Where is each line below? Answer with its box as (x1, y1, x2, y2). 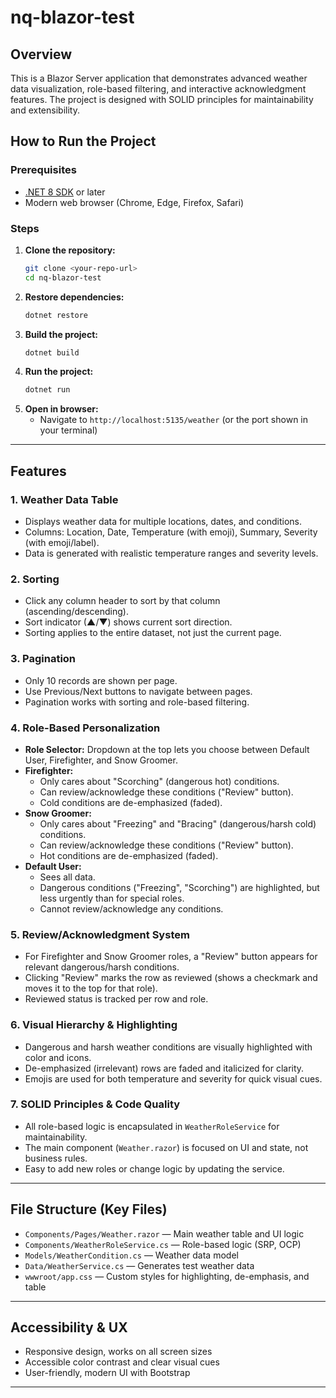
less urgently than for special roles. (39, 892, 185, 904)
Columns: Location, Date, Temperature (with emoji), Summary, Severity (24, 526, 318, 538)
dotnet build (24, 347, 80, 358)
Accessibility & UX (10, 1319, 128, 1336)
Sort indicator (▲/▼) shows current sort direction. (24, 616, 233, 628)
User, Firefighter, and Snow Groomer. (24, 754, 178, 766)
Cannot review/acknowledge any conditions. (39, 902, 224, 915)
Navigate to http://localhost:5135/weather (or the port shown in (39, 414, 308, 426)
